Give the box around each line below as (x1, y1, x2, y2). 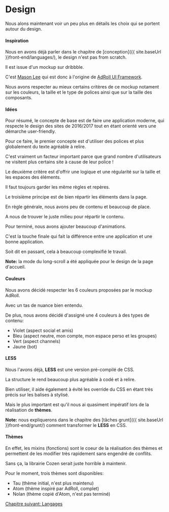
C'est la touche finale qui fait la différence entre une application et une (5, 233, 152, 240)
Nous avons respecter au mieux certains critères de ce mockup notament (5, 84, 159, 90)
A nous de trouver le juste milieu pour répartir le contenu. (5, 214, 125, 220)
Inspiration (5, 37, 29, 44)
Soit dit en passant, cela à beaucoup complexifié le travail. (5, 248, 127, 255)
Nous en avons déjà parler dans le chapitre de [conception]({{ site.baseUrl (5, 49, 161, 55)
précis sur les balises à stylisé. (5, 391, 70, 397)
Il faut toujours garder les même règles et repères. (5, 184, 110, 190)
